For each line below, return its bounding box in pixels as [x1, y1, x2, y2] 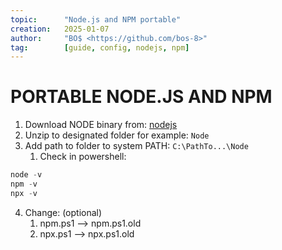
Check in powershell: [39, 151, 127, 163]
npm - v [10, 179, 38, 190]
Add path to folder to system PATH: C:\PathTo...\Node [24, 140, 249, 152]
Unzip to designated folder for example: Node [24, 129, 210, 141]
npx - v [10, 188, 38, 198]
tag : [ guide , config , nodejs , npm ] [10, 42, 190, 53]
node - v [10, 170, 43, 180]
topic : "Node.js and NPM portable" [10, 14, 182, 25]
